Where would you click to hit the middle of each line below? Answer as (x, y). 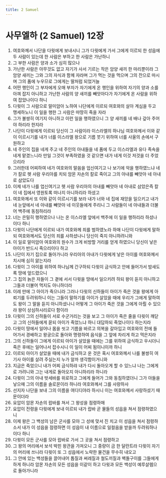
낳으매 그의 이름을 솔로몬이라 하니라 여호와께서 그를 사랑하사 (71, 384)
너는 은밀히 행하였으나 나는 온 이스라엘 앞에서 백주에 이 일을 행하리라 (78, 217)
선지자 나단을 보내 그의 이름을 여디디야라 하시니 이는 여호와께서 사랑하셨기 (84, 390)
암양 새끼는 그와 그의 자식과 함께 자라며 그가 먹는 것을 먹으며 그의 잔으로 (82, 75)
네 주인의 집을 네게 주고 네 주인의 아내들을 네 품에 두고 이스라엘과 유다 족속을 (86, 149)
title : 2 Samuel (22, 10)
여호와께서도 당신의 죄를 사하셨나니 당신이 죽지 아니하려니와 (75, 236)
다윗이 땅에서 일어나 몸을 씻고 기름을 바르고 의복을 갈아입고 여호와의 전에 (82, 328)
